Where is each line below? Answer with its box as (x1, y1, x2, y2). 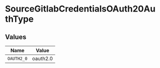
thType (5, 14, 34, 25)
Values (5, 33, 27, 41)
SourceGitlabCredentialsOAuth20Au (5, 3, 156, 14)
